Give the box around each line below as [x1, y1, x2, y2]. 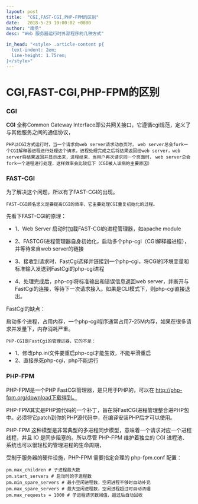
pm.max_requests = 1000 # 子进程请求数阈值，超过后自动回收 [6, 492, 143, 498]
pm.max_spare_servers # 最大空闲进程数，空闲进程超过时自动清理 [6, 486, 151, 492]
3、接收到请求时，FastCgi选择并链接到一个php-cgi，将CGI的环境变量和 [14, 258, 189, 265]
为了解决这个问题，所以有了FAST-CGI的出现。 [6, 188, 118, 196]
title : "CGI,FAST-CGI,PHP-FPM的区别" [6, 14, 99, 20]
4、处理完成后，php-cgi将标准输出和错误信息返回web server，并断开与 [14, 278, 189, 285]
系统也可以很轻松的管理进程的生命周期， [6, 441, 105, 448]
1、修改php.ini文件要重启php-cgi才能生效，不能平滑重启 [14, 350, 151, 357]
